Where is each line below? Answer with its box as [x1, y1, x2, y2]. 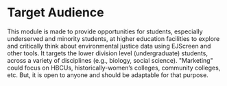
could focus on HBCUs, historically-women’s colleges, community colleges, [7, 63, 221, 72]
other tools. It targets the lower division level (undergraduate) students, [7, 49, 208, 57]
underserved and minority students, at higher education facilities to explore [7, 34, 220, 42]
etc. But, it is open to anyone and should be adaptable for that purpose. [7, 70, 209, 79]
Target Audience [7, 5, 104, 20]
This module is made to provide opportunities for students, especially [7, 27, 204, 35]
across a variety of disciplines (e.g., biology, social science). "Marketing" [7, 56, 214, 64]
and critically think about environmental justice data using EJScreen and [7, 42, 211, 50]
